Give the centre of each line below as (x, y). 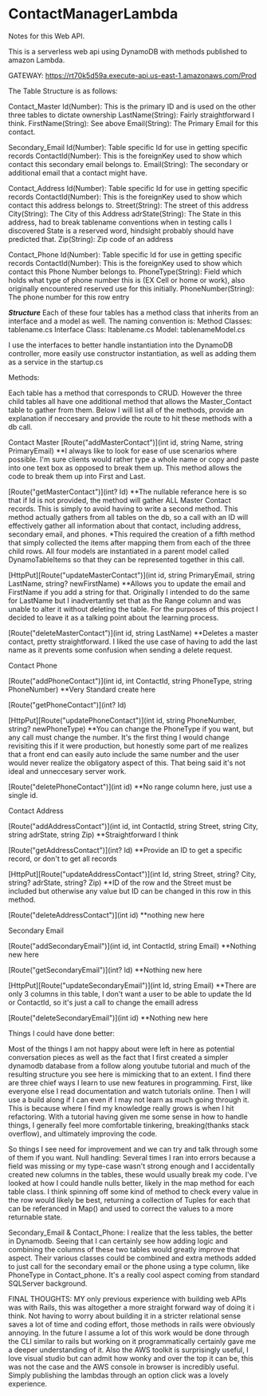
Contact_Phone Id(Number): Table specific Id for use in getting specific (125, 254)
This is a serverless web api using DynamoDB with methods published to (128, 51)
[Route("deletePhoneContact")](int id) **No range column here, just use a (130, 787)
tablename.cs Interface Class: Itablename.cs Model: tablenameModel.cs (127, 329)
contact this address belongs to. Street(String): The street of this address (128, 205)
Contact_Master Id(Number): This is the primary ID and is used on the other (132, 106)
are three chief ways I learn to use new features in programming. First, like (130, 1082)
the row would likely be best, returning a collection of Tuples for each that (130, 1200)
